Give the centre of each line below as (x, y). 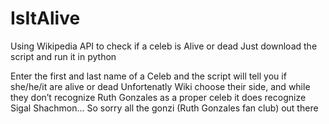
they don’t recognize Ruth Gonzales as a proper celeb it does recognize (158, 97)
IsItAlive (45, 18)
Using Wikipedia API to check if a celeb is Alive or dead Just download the (164, 46)
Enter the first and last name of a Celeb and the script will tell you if (148, 76)
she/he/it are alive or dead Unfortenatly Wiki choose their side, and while (160, 86)
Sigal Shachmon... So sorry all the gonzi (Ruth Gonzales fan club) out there (164, 108)
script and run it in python (63, 56)
